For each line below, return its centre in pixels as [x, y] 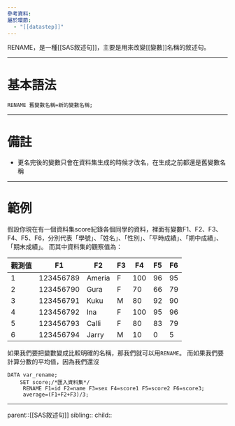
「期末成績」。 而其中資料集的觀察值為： [65, 247]
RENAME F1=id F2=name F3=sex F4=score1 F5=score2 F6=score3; [114, 389]
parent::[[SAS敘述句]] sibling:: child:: [60, 415]
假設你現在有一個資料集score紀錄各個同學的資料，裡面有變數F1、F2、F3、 [115, 229]
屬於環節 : [19, 20]
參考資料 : [19, 14]
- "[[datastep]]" [39, 27]
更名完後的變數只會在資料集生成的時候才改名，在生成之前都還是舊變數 [119, 162]
